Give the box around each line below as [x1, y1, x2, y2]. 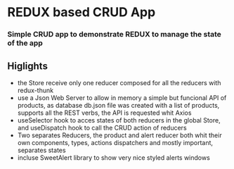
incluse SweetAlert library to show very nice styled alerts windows [17, 153, 211, 162]
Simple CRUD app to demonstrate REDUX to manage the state [7, 30, 221, 39]
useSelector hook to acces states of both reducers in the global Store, [17, 115, 221, 124]
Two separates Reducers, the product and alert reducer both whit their [17, 131, 223, 139]
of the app [7, 38, 44, 48]
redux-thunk [17, 86, 54, 94]
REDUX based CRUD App [7, 4, 156, 20]
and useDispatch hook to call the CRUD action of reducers [17, 123, 188, 132]
